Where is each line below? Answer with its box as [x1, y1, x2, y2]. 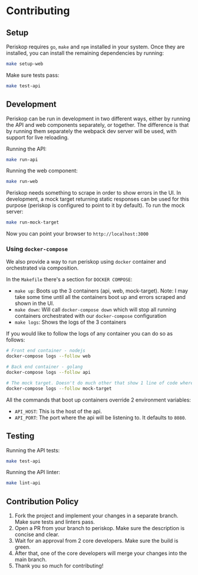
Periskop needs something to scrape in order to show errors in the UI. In [6, 189, 181, 196]
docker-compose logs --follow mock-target [6, 385, 112, 392]
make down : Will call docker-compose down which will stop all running [14, 306, 177, 313]
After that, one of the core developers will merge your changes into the [14, 550, 187, 557]
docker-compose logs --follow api [6, 370, 91, 376]
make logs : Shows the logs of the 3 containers [14, 318, 127, 326]
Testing [6, 431, 35, 441]
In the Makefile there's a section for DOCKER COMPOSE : [6, 276, 133, 283]
